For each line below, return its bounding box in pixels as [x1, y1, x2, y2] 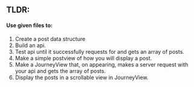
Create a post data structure [15, 35, 86, 42]
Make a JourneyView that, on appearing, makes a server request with [15, 60, 189, 68]
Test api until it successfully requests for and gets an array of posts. [15, 48, 184, 55]
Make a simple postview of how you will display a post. [15, 54, 152, 62]
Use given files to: [6, 21, 53, 29]
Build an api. [15, 42, 47, 49]
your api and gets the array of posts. [15, 67, 106, 74]
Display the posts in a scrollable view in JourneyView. [15, 74, 149, 81]
